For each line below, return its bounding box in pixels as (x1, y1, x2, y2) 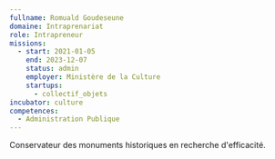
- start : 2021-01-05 (17, 47, 96, 56)
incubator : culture (9, 97, 84, 107)
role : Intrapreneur (9, 30, 84, 39)
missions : (9, 38, 47, 48)
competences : (9, 106, 59, 115)
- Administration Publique (17, 114, 120, 124)
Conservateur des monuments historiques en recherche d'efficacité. (9, 140, 266, 151)
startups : (25, 81, 64, 90)
